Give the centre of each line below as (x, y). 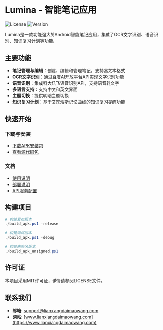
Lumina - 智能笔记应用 (51, 10)
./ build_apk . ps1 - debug (30, 238)
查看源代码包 (25, 152)
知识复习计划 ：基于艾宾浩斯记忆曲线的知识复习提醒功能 (69, 102)
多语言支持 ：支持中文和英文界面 (45, 89)
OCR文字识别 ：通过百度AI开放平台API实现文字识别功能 (68, 77)
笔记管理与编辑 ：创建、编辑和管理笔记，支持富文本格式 (69, 70)
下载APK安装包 (27, 146)
